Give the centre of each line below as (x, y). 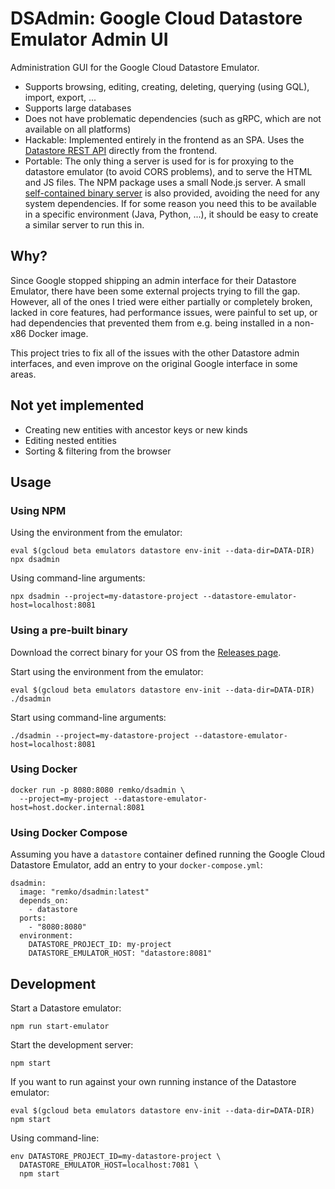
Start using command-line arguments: (88, 717)
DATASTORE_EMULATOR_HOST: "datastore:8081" (120, 953)
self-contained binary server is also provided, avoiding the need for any (172, 193)
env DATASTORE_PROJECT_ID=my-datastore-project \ (116, 1156)
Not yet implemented (77, 405)
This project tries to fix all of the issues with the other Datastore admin (155, 353)
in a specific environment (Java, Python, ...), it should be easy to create (171, 214)
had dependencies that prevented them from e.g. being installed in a (151, 323)
